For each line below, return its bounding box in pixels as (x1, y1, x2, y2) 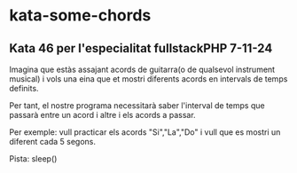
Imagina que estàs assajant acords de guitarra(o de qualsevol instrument (9, 64, 276, 75)
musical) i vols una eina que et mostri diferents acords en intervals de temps (9, 74, 288, 84)
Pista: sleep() (9, 153, 58, 164)
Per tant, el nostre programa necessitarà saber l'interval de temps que (9, 100, 265, 111)
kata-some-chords (9, 5, 152, 26)
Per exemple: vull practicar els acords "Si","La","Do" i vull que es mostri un (9, 127, 281, 138)
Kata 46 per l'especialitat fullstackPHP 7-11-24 (9, 41, 273, 56)
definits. (9, 83, 39, 93)
